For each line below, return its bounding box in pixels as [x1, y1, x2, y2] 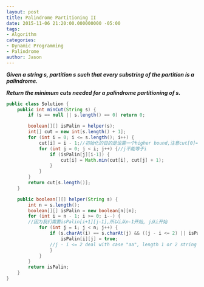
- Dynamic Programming [6, 43, 64, 49]
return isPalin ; [28, 264, 69, 271]
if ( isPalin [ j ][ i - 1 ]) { [49, 151, 110, 157]
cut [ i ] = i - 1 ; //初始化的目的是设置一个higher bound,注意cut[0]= [38, 140, 199, 146]
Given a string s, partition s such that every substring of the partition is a [6, 71, 194, 78]
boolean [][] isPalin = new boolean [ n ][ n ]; [28, 207, 137, 213]
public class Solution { [6, 101, 69, 107]
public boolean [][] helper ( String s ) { [17, 196, 118, 202]
